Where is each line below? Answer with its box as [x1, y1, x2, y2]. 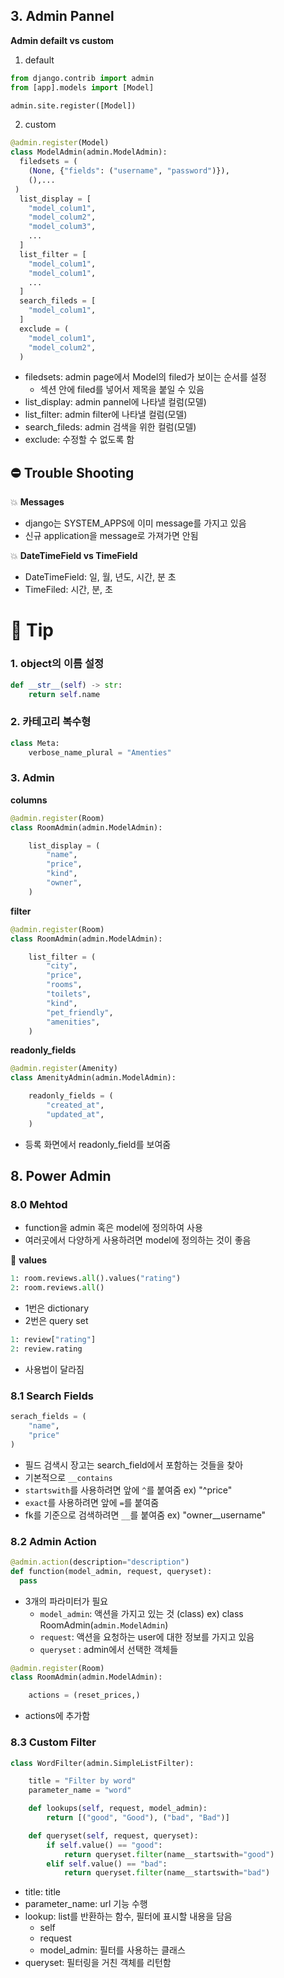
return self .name [28, 689, 101, 699]
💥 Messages [10, 496, 65, 508]
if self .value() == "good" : [46, 1840, 163, 1850]
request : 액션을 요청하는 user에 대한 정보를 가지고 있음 [39, 1630, 255, 1643]
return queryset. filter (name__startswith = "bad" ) [63, 1868, 271, 1878]
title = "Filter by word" [28, 1776, 137, 1786]
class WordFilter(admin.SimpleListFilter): [10, 1758, 195, 1768]
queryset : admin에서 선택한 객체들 [39, 1643, 179, 1655]
